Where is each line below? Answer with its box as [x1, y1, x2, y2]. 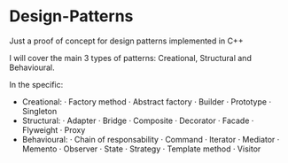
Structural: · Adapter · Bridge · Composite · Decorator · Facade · [21, 115, 254, 126]
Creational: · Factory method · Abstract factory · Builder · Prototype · [21, 96, 272, 107]
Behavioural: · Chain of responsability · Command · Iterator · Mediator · [21, 134, 280, 144]
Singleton [21, 105, 58, 116]
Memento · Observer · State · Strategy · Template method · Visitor [21, 144, 261, 154]
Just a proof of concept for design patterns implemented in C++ [9, 35, 244, 46]
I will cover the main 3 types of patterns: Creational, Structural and [9, 52, 253, 63]
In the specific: [9, 79, 64, 89]
